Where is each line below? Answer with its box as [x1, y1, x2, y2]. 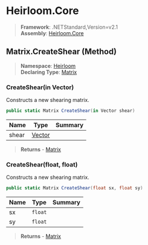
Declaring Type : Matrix [20, 69, 78, 76]
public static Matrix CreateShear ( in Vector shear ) [6, 108, 135, 114]
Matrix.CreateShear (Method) [6, 47, 117, 57]
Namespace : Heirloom [20, 62, 76, 69]
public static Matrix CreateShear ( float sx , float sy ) [6, 185, 143, 191]
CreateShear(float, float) [6, 160, 78, 168]
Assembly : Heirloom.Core [20, 29, 84, 36]
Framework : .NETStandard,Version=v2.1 [20, 23, 118, 30]
